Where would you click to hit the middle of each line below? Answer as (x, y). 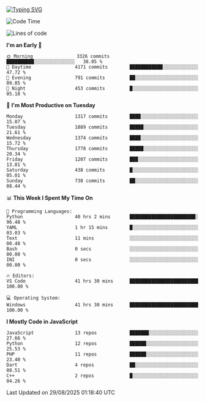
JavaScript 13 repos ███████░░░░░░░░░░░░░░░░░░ (102, 333)
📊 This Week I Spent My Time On (50, 198)
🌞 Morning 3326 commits (58, 56)
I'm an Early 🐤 (24, 45)
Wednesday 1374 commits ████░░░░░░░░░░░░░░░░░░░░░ (102, 138)
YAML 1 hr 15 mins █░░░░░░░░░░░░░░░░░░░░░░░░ (102, 227)
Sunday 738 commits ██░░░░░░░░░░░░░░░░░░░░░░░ (102, 181)
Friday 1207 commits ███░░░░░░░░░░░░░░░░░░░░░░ (102, 159)
